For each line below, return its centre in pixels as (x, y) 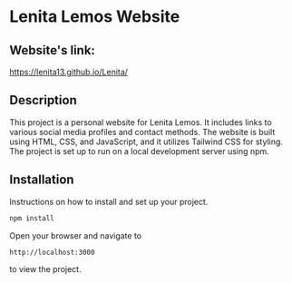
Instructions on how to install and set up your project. (109, 201)
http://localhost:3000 (52, 252)
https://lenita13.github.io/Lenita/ (69, 72)
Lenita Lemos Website (95, 17)
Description (43, 100)
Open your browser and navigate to (76, 235)
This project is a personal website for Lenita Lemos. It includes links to (141, 122)
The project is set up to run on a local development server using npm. (139, 151)
